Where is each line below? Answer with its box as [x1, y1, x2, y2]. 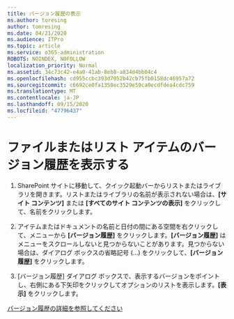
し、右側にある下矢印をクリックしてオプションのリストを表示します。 [17, 280, 218, 289]
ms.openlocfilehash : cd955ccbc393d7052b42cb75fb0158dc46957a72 [7, 75, 195, 82]
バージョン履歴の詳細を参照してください [7, 304, 123, 312]
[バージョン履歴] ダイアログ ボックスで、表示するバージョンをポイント [17, 272, 221, 280]
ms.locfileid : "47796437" [7, 107, 82, 114]
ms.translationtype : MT [7, 88, 77, 95]
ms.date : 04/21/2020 [7, 29, 68, 37]
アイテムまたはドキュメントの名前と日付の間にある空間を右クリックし [17, 222, 219, 231]
